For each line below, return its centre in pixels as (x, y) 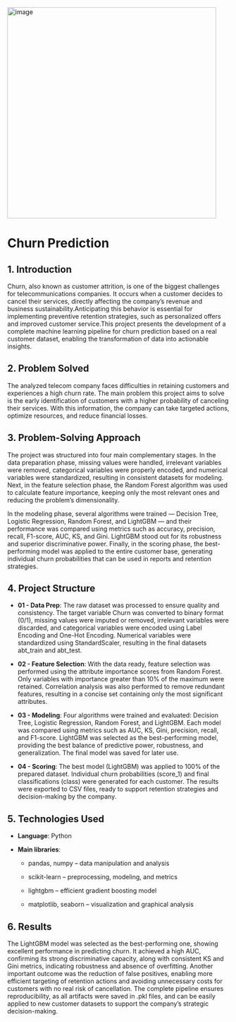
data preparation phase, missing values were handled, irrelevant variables (114, 462)
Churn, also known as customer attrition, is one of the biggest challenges (113, 286)
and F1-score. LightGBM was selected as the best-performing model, (118, 738)
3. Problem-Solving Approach (74, 438)
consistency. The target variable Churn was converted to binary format (120, 613)
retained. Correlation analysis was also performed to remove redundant (121, 687)
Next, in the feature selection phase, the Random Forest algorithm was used (117, 485)
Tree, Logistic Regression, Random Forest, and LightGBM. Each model (119, 723)
